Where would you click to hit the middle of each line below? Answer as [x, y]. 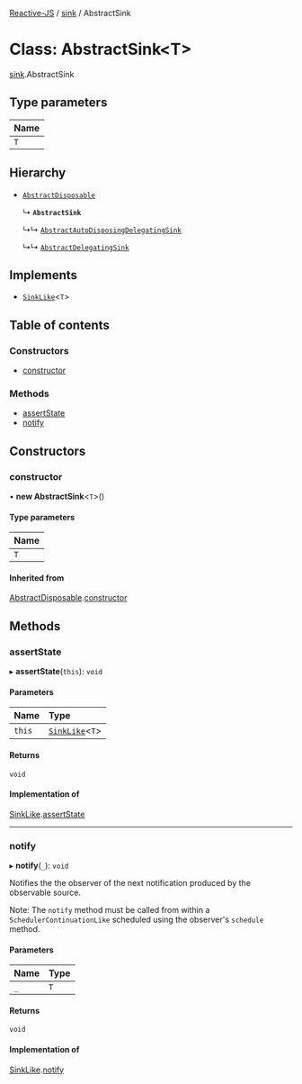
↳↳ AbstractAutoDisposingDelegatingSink [102, 230]
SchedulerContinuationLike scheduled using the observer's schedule [137, 920]
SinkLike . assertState [47, 814]
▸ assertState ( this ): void [56, 672]
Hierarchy [38, 173]
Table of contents [59, 325]
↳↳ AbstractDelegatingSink [75, 247]
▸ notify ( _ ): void [39, 866]
